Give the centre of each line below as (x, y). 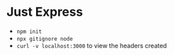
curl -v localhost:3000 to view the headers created (92, 45)
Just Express (45, 12)
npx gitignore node (45, 38)
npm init (29, 32)
